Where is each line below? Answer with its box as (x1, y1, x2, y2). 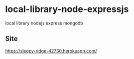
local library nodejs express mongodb (5, 20, 84, 26)
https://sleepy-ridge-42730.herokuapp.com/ (5, 47, 97, 53)
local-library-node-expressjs (5, 3, 129, 15)
